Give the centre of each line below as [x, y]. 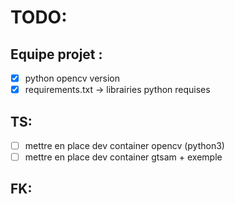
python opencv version [72, 78]
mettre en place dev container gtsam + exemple [123, 157]
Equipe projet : [56, 54]
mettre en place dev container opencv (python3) [124, 145]
